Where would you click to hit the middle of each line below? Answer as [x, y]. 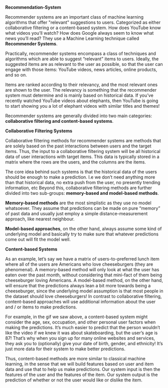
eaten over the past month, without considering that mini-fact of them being [83, 275]
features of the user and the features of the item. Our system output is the [81, 375]
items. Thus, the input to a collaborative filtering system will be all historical [83, 151]
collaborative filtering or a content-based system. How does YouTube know [83, 28]
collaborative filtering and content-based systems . [59, 121]
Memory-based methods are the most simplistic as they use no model [78, 203]
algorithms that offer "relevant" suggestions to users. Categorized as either [83, 22]
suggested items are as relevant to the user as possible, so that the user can [84, 64]
